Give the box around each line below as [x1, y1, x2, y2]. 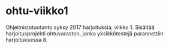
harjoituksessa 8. [5, 36, 48, 43]
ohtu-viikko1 [5, 4, 68, 18]
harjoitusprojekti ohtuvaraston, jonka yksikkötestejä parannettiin [5, 30, 164, 37]
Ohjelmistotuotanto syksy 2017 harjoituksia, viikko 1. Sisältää [5, 24, 155, 31]
